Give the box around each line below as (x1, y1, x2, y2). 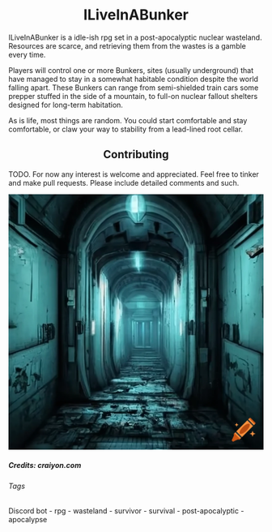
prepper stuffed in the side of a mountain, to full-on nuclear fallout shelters (8, 91, 258, 101)
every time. (8, 49, 46, 59)
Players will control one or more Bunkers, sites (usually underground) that (8, 65, 254, 75)
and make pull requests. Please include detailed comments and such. (8, 178, 240, 187)
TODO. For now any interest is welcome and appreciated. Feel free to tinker (8, 169, 259, 179)
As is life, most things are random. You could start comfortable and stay (8, 115, 248, 125)
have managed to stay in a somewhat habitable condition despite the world (8, 74, 259, 84)
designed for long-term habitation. (8, 100, 124, 109)
